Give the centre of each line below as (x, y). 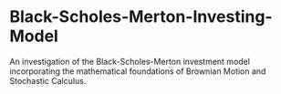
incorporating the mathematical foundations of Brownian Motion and (138, 71)
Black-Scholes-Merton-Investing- (141, 17)
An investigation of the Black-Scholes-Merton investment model (130, 61)
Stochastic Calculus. (48, 80)
